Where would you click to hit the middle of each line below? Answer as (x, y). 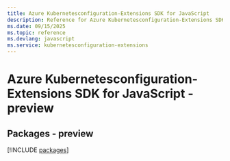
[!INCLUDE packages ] (38, 150)
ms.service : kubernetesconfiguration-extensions (78, 45)
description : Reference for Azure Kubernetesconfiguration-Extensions (110, 20)
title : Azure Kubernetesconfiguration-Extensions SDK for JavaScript (108, 13)
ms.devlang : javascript (41, 39)
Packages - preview (50, 133)
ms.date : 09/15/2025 (37, 26)
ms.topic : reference (37, 33)
